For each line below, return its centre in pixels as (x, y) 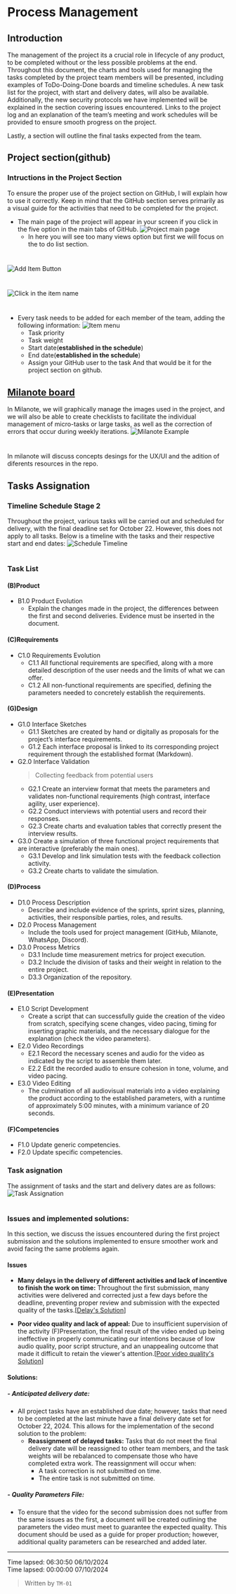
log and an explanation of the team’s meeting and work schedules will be (112, 114)
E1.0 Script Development (53, 1009)
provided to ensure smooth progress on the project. (82, 122)
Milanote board (41, 392)
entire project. (48, 969)
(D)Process (24, 887)
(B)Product (24, 585)
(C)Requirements (33, 639)
